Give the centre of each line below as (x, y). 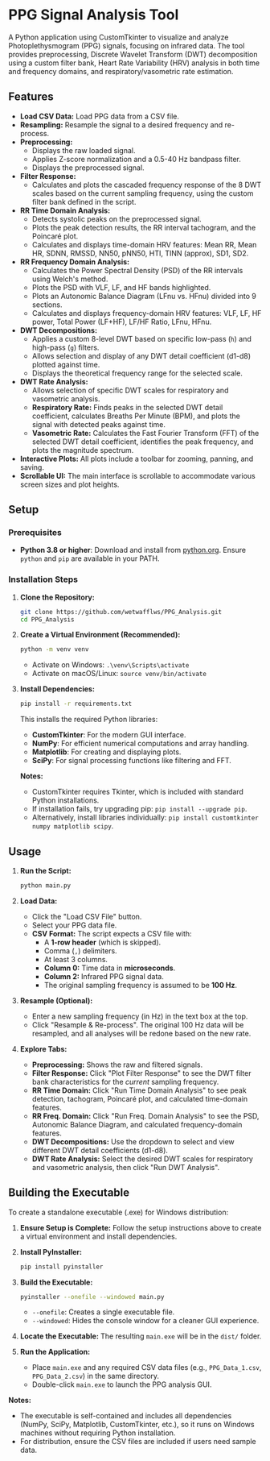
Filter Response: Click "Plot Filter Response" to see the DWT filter (141, 1073)
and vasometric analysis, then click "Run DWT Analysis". (126, 1167)
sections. (47, 305)
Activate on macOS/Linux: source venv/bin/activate (119, 674)
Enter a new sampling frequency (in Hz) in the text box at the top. (140, 1016)
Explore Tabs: (43, 1048)
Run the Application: (55, 1352)
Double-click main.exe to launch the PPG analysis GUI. (122, 1384)
